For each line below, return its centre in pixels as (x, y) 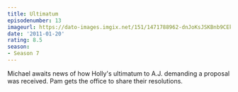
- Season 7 (23, 54)
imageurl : (22, 27)
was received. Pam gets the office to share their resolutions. (95, 81)
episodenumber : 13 (34, 21)
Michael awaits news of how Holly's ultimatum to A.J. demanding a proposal (119, 73)
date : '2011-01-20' (36, 34)
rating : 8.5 (25, 40)
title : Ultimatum (33, 14)
